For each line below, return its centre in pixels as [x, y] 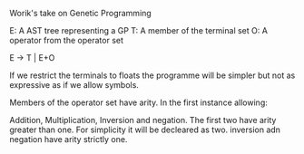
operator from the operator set [67, 40]
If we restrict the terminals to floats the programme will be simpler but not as [152, 75]
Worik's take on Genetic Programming [80, 13]
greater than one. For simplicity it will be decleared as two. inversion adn [145, 130]
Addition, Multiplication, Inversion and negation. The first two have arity [143, 120]
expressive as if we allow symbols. [74, 85]
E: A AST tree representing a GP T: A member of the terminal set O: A [138, 30]
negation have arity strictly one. [69, 139]
